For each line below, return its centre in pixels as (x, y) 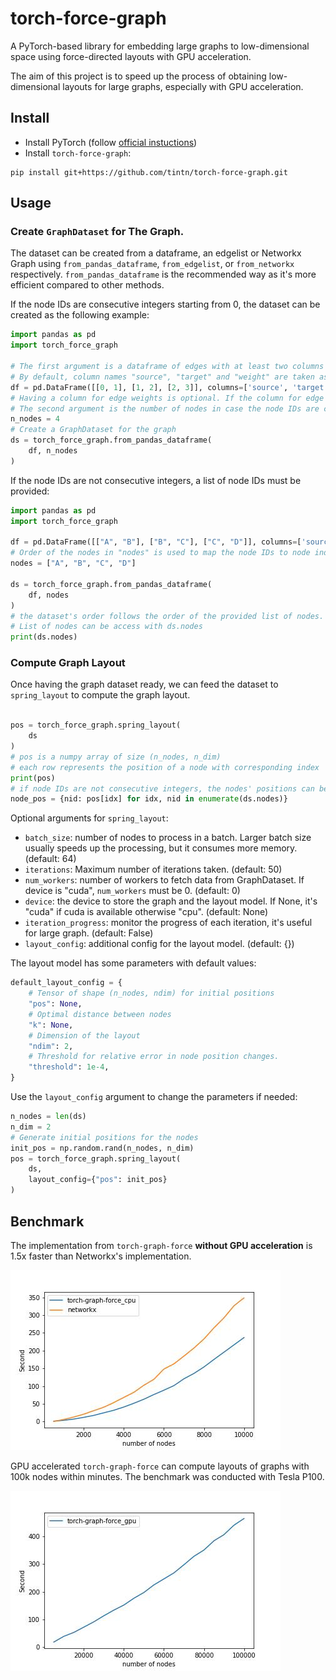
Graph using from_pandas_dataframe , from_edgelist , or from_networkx (152, 264)
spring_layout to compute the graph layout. (100, 695)
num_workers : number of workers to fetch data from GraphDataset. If (164, 880)
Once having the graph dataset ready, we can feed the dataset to (144, 684)
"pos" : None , (55, 1004)
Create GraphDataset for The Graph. (97, 232)
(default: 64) (50, 859)
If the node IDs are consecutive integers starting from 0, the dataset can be (165, 304)
